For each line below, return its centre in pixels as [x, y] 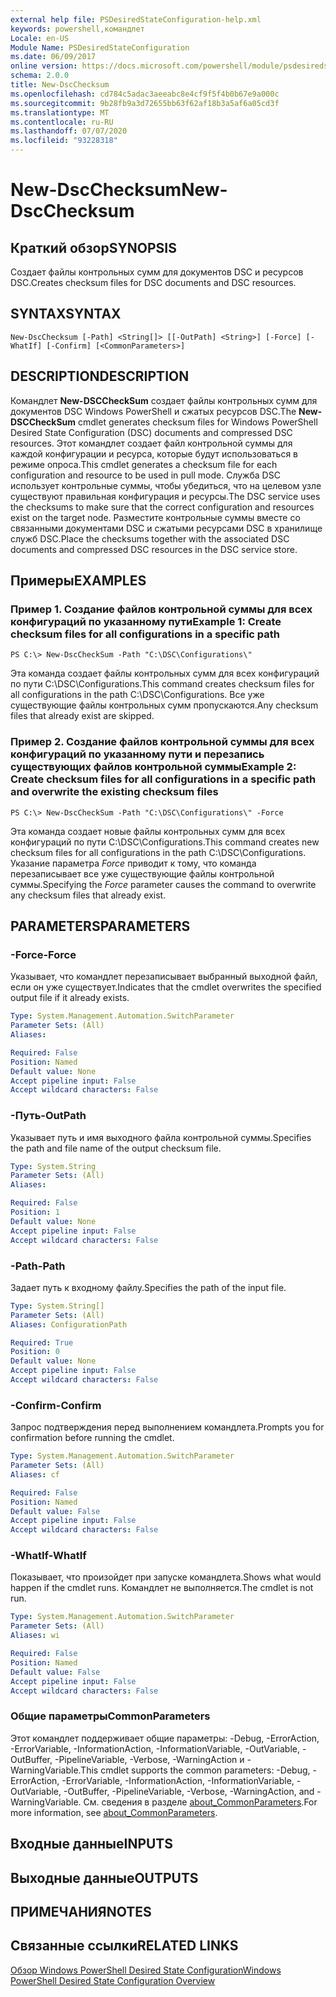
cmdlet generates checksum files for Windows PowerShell [198, 422]
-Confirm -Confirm [56, 1405]
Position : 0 [35, 1352]
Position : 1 [35, 1212]
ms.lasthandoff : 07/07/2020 [69, 131]
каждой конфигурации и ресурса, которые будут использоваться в [154, 453]
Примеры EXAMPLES [78, 581]
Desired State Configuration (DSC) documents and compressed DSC [151, 432]
